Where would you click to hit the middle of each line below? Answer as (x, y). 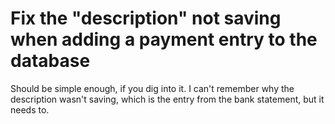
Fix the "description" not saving (146, 18)
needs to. (30, 109)
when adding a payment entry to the (164, 39)
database (50, 61)
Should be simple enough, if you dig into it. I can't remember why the (152, 88)
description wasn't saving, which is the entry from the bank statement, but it (167, 99)
